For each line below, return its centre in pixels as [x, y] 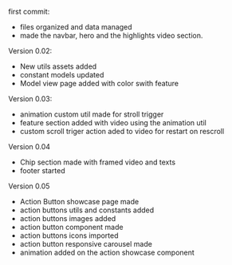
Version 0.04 [29, 146]
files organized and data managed [76, 27]
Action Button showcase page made [79, 202]
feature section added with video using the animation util [113, 123]
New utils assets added [58, 66]
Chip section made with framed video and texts [98, 162]
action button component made [71, 227]
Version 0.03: [30, 99]
